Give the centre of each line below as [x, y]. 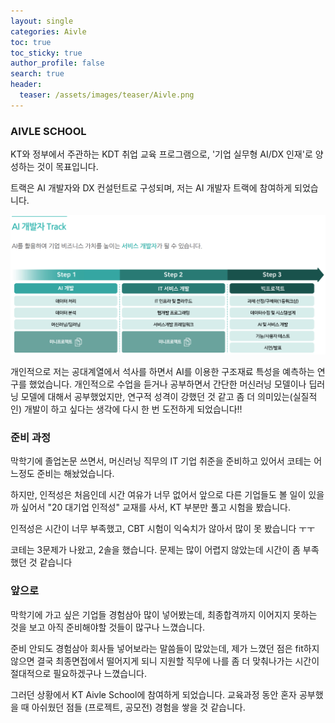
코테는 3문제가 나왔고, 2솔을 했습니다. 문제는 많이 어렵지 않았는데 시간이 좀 [155, 550]
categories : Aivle [48, 31]
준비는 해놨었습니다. [75, 474]
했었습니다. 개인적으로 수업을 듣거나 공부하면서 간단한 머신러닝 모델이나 [167, 384]
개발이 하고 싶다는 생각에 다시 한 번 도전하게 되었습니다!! [133, 409]
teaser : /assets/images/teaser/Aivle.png [107, 95]
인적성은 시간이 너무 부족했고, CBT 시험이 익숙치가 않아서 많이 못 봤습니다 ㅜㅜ [163, 529]
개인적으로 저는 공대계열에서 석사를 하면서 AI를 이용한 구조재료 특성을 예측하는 [162, 371]
